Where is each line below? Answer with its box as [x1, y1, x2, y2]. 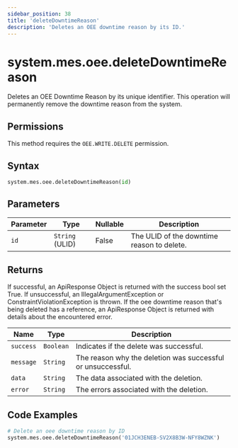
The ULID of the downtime [130, 231, 218, 241]
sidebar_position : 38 [7, 10, 72, 18]
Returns [7, 264, 44, 276]
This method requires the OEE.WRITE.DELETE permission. [7, 139, 169, 148]
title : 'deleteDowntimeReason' [7, 17, 100, 24]
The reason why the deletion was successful [75, 353, 225, 363]
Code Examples [7, 408, 78, 421]
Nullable [95, 219, 124, 229]
